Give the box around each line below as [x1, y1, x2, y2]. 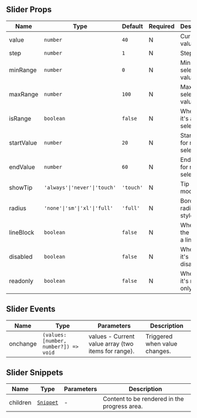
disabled [9, 252, 33, 260]
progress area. [102, 402, 143, 410]
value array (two [89, 339, 134, 347]
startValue [9, 138, 37, 146]
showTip [9, 183, 33, 192]
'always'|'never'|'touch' [43, 184, 116, 190]
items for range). [89, 347, 135, 355]
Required [148, 22, 175, 30]
